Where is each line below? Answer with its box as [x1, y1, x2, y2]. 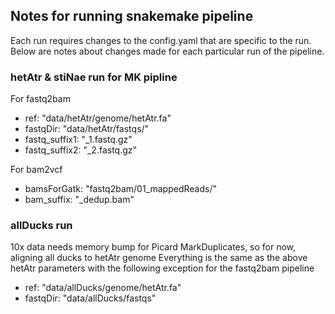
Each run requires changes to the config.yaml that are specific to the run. [10, 34, 312, 46]
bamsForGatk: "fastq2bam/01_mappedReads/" [24, 183, 217, 195]
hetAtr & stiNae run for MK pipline [10, 70, 178, 84]
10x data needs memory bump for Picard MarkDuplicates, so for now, [10, 241, 297, 253]
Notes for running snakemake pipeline [10, 8, 254, 25]
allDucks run [10, 219, 73, 233]
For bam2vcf [10, 164, 63, 176]
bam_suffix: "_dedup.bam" [24, 194, 135, 206]
